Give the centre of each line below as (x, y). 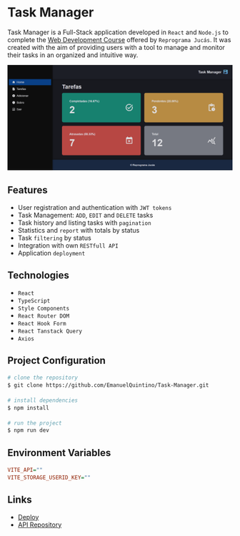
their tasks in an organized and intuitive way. (73, 55)
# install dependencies (43, 400)
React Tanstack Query (50, 331)
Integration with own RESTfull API (68, 245)
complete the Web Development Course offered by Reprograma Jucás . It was (119, 39)
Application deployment (51, 253)
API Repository (40, 525)
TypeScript (34, 300)
